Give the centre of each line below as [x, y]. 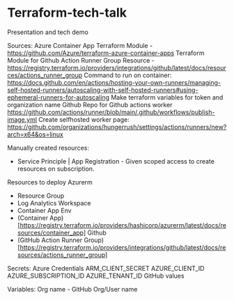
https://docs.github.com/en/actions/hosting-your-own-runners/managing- [114, 82]
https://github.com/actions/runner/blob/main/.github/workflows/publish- [111, 112]
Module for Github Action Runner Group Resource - [81, 60]
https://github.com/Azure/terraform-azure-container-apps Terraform [106, 53]
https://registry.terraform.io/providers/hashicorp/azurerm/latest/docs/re [123, 225]
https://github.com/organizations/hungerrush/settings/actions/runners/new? [117, 127]
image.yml [22, 119]
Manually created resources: [48, 148]
